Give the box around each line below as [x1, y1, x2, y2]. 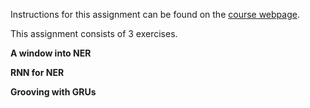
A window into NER [10, 47, 92, 59]
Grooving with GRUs [10, 86, 97, 98]
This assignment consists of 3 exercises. [10, 28, 178, 39]
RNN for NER [10, 67, 65, 78]
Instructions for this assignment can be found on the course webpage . [10, 9, 300, 20]
